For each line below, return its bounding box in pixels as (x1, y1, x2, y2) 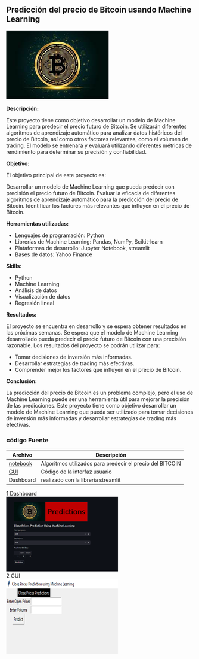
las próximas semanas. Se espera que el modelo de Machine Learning (6, 329, 179, 336)
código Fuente (6, 436, 49, 444)
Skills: (6, 262, 22, 269)
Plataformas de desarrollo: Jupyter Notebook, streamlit (14, 244, 150, 251)
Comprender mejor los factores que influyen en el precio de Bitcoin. (14, 366, 182, 373)
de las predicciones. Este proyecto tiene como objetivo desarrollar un (6, 402, 177, 409)
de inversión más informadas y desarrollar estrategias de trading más (6, 414, 177, 421)
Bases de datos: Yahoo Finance (14, 251, 92, 258)
